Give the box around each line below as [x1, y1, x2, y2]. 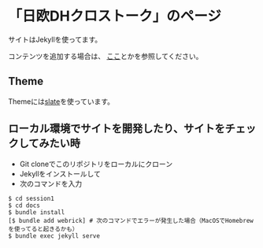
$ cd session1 [8, 194, 55, 202]
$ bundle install [8, 208, 65, 217]
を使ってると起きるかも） [8, 225, 79, 233]
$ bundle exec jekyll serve [8, 231, 101, 240]
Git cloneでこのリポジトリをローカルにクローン [19, 159, 173, 168]
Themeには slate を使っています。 [8, 96, 115, 106]
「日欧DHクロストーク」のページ [8, 7, 222, 25]
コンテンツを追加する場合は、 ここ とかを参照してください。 [8, 51, 203, 61]
